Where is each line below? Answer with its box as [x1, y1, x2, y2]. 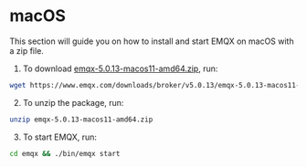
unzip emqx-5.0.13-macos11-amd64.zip [9, 115, 153, 124]
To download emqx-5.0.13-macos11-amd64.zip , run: [22, 63, 218, 74]
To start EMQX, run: [22, 131, 98, 142]
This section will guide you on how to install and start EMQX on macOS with [9, 36, 294, 47]
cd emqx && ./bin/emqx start [9, 149, 121, 158]
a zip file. [9, 45, 44, 56]
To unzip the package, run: [22, 97, 124, 108]
